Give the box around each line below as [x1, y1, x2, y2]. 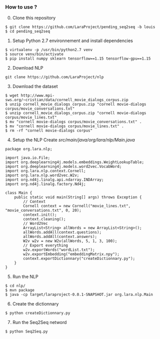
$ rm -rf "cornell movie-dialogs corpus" [5, 128, 93, 133]
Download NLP [12, 65, 43, 71]
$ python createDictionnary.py [5, 310, 70, 316]
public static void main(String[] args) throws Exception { [14, 195, 142, 200]
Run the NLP [12, 274, 38, 280]
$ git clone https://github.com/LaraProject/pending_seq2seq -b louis [5, 25, 155, 30]
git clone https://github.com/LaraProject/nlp [5, 75, 104, 80]
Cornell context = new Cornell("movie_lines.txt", [23, 204, 131, 209]
